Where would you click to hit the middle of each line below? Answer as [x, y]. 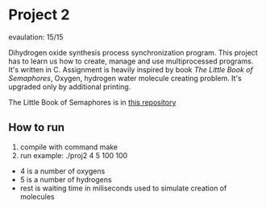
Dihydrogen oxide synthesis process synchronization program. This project [133, 52]
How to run [37, 127]
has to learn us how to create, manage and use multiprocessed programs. [131, 61]
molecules [37, 196]
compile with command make [69, 147]
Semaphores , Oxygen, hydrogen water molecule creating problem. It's [125, 78]
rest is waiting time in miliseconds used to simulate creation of [123, 188]
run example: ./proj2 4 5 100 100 [74, 155]
